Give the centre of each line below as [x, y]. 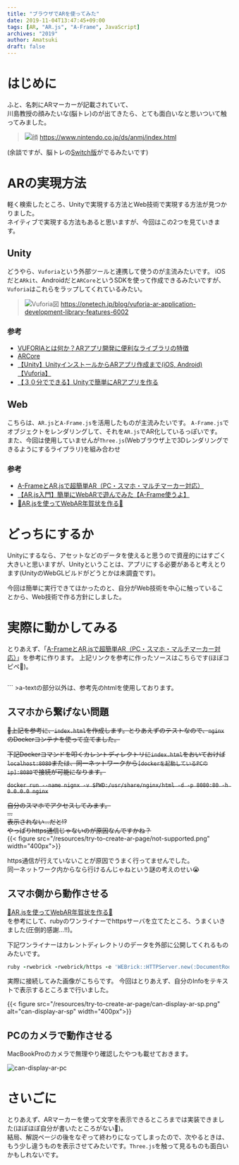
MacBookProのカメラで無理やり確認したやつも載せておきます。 [100, 1054]
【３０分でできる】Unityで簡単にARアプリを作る [88, 382]
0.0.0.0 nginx [28, 791]
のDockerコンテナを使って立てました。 [64, 739]
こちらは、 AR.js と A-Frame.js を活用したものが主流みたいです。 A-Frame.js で [118, 422]
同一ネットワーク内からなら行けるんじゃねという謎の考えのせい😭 [104, 869]
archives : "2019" [33, 34]
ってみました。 [29, 122]
